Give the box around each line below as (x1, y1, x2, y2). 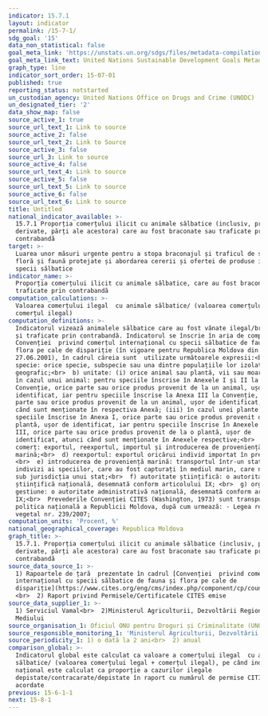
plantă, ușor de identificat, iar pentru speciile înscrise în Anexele (15, 421, 259, 429)
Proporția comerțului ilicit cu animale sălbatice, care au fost (15, 279, 238, 288)
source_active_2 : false (8, 130, 88, 138)
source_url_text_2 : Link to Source (8, 138, 127, 146)
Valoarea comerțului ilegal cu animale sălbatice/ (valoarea (15, 302, 227, 310)
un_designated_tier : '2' (8, 101, 91, 109)
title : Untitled (8, 205, 62, 213)
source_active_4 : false (8, 161, 88, 169)
